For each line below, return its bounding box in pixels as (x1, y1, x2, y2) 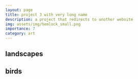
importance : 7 (5, 26, 36, 31)
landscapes (5, 50, 43, 58)
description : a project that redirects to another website (5, 17, 133, 22)
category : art (5, 31, 36, 36)
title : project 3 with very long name (5, 12, 88, 17)
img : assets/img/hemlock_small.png (5, 21, 81, 27)
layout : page (5, 7, 33, 13)
